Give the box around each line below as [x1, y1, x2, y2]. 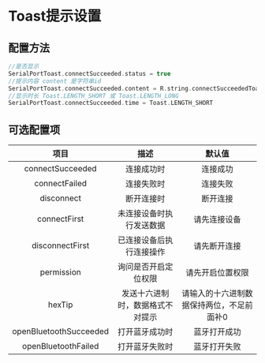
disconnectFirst [31, 240, 90, 251]
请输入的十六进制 [181, 288, 245, 299]
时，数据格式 [117, 300, 166, 311]
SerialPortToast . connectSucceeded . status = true [8, 69, 171, 77]
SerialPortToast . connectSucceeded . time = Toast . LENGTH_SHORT [8, 99, 214, 107]
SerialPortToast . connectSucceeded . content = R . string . [8, 84, 192, 92]
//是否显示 [8, 62, 39, 70]
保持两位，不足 [188, 300, 245, 311]
